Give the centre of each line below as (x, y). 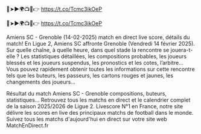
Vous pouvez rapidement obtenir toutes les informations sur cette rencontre (101, 69)
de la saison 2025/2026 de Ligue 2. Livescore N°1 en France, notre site (94, 106)
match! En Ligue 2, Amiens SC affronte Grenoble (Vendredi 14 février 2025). (101, 44)
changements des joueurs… (41, 82)
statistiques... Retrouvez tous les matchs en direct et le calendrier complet (98, 100)
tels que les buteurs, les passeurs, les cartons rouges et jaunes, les (90, 75)
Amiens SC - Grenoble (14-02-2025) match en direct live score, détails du (98, 37)
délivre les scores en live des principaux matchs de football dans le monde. (100, 113)
